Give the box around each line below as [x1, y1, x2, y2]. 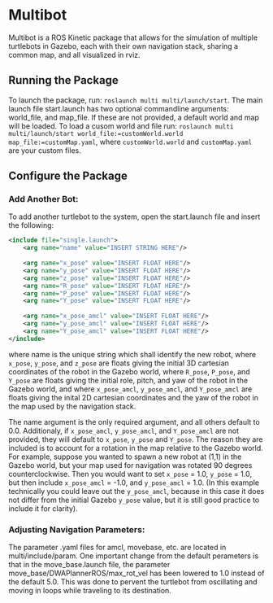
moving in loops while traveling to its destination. [8, 585, 172, 595]
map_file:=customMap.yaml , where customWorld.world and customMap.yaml [8, 137, 253, 146]
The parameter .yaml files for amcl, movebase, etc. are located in [8, 542, 227, 552]
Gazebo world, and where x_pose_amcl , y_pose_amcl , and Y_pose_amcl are [8, 384, 253, 394]
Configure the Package [8, 169, 128, 183]
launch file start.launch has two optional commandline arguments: [8, 103, 229, 113]
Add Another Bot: [8, 194, 79, 205]
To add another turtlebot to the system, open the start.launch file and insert [8, 212, 261, 221]
